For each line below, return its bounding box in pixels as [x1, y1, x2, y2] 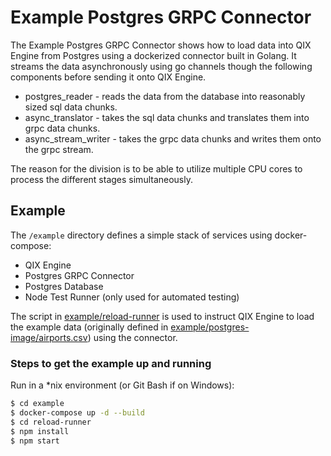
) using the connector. [87, 331, 178, 343]
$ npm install [10, 426, 70, 436]
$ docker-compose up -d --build [10, 407, 145, 418]
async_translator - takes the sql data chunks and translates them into [24, 111, 310, 123]
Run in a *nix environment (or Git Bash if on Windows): [10, 379, 235, 391]
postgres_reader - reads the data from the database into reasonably [24, 90, 306, 102]
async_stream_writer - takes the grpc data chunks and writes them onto [24, 132, 322, 145]
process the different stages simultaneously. [10, 173, 194, 185]
